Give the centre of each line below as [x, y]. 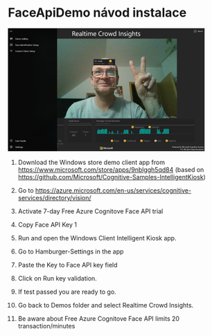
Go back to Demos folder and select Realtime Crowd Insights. [106, 305]
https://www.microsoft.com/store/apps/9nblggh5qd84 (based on [111, 169]
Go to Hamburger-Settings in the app [71, 251]
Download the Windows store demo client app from [91, 162]
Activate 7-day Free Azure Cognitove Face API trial [90, 211]
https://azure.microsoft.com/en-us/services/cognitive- [113, 190]
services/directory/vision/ [55, 197]
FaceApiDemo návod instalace [97, 13]
